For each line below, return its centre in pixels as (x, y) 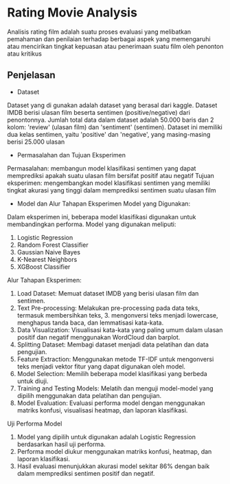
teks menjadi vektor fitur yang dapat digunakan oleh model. (101, 366)
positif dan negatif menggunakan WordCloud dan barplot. (99, 337)
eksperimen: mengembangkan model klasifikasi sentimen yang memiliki (109, 183)
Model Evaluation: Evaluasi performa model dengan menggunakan (111, 403)
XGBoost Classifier (44, 267)
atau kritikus (25, 54)
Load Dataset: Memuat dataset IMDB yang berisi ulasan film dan (108, 293)
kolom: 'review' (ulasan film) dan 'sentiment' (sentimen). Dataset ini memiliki (115, 127)
